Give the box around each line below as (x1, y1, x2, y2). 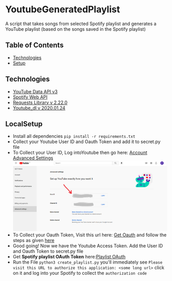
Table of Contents (5, 41, 64, 50)
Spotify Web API (12, 94, 48, 100)
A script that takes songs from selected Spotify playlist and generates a (5, 21, 157, 27)
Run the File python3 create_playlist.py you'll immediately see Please (12, 259, 163, 265)
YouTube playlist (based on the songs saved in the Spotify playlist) (5, 26, 146, 32)
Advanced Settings (12, 155, 53, 161)
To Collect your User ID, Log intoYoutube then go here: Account (12, 150, 147, 156)
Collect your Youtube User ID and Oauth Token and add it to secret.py (12, 138, 161, 145)
